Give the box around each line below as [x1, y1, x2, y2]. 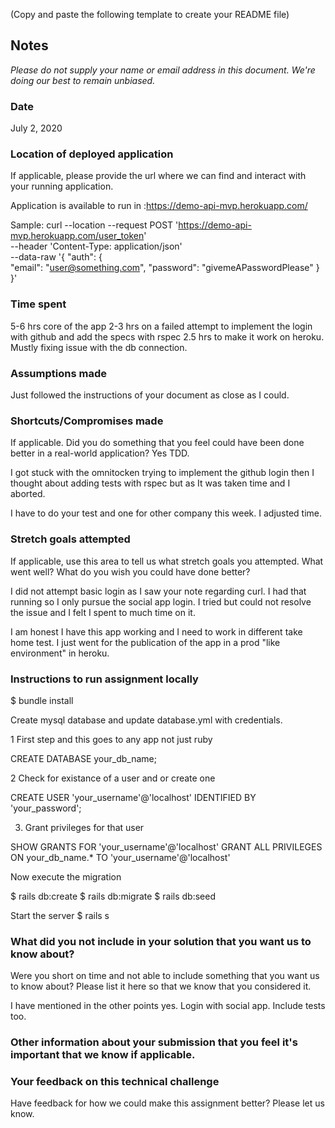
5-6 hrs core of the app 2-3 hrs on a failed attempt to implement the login [10, 320, 313, 332]
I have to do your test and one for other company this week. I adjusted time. [10, 507, 322, 519]
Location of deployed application [10, 147, 174, 161]
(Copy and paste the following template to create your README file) [10, 9, 290, 20]
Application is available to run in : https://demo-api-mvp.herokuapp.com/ [10, 200, 308, 212]
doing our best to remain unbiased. [10, 74, 156, 86]
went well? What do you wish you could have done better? [10, 565, 251, 578]
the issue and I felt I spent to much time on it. [10, 606, 196, 618]
